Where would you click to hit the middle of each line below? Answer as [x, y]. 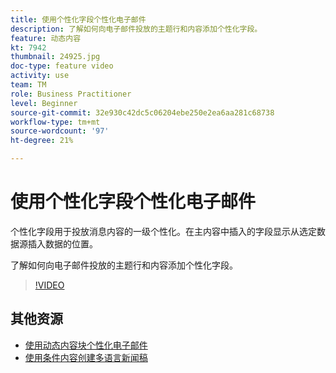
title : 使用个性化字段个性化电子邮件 [78, 19]
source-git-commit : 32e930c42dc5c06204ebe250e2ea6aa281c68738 [142, 112]
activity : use [40, 76]
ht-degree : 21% [42, 141]
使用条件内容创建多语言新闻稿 [86, 357]
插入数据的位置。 [62, 243]
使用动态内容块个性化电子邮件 [86, 345]
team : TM [28, 85]
